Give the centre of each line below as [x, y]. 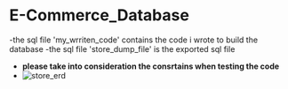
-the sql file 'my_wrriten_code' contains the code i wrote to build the [134, 40]
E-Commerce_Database [99, 15]
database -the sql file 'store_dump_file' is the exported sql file [122, 48]
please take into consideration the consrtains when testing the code [151, 66]
